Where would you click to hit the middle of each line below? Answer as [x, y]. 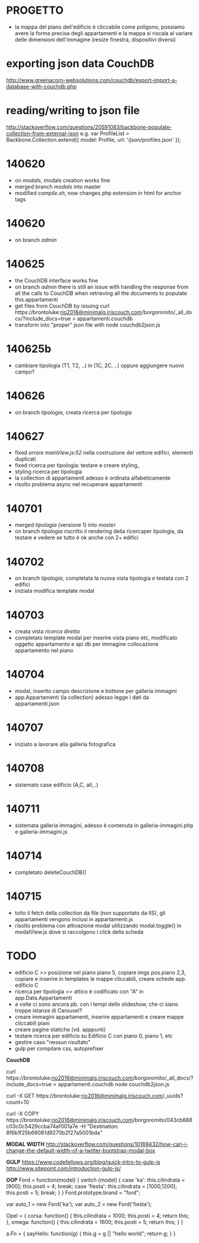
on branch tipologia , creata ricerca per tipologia [73, 412]
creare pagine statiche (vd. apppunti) [60, 1029]
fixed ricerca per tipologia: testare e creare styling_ [77, 465]
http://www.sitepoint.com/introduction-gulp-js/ [64, 1168]
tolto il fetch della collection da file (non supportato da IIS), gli [90, 913]
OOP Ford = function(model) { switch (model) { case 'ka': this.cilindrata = [96, 1180]
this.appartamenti [36, 299]
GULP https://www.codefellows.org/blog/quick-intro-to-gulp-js [83, 1162]
